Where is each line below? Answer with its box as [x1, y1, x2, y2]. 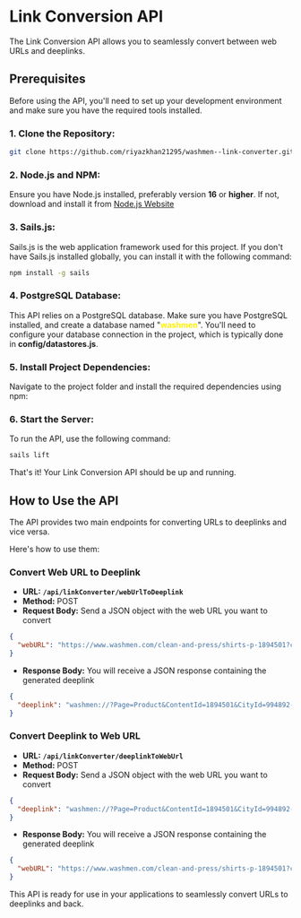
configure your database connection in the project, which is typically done [9, 329, 284, 340]
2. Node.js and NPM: [9, 169, 101, 181]
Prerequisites [9, 72, 86, 87]
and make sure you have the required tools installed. [9, 105, 203, 116]
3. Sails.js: [9, 221, 56, 234]
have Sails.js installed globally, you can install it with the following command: [9, 251, 293, 262]
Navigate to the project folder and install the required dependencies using [9, 381, 282, 392]
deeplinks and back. [9, 898, 84, 909]
